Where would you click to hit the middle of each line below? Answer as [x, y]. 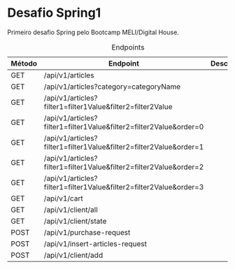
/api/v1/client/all [71, 210]
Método [24, 63]
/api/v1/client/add [73, 255]
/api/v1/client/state [75, 221]
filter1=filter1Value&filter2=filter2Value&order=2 [124, 167]
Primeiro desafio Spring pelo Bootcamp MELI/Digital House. [93, 32]
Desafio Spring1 [54, 13]
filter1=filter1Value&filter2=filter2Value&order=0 [124, 126]
